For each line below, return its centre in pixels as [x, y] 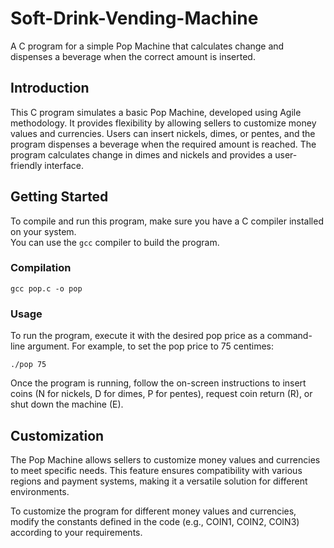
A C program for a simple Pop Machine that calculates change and [147, 46]
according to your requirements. [76, 532]
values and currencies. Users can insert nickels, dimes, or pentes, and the [163, 133]
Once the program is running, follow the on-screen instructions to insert [158, 383]
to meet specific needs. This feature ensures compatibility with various [156, 470]
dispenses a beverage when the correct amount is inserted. [133, 56]
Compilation [41, 268]
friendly [26, 165]
